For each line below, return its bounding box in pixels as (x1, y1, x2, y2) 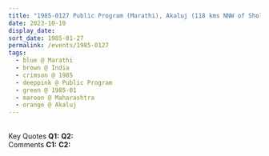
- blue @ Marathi (15, 57, 74, 65)
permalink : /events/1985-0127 (8, 42, 110, 50)
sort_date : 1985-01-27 (8, 34, 84, 42)
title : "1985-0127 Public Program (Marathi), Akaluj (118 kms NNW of (8, 11, 246, 20)
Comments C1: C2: (8, 140, 71, 150)
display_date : (8, 26, 56, 34)
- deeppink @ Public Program (15, 78, 113, 86)
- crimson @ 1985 (15, 71, 74, 79)
